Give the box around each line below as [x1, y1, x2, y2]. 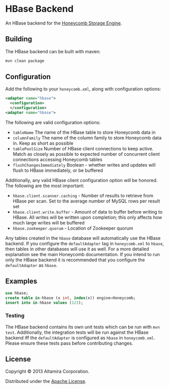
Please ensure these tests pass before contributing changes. [5, 340, 134, 346]
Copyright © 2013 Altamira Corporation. [5, 369, 89, 375]
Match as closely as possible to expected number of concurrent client [12, 151, 160, 157]
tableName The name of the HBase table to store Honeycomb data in [12, 129, 156, 135]
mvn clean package [5, 58, 44, 63]
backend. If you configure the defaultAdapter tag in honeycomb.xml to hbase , [5, 240, 164, 246]
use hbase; [5, 290, 29, 295]
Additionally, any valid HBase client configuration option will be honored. [5, 177, 158, 183]
